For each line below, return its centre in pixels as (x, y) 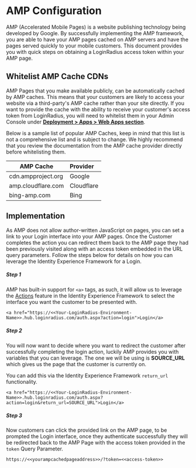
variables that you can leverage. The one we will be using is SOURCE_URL (96, 358)
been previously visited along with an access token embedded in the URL (94, 249)
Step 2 (14, 331)
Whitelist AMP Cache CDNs (57, 76)
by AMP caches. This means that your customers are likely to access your (95, 97)
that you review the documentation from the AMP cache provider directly (94, 145)
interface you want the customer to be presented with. (72, 302)
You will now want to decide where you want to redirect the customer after (96, 345)
